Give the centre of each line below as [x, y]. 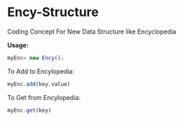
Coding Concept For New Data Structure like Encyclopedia [92, 31]
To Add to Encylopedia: [41, 71]
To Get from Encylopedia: [44, 97]
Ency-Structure [53, 12]
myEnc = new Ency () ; [36, 58]
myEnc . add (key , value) [39, 84]
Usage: [18, 45]
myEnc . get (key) [29, 110]
